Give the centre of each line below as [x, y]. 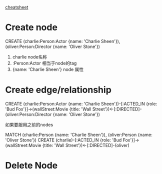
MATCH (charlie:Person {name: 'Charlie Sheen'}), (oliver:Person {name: [79, 134]
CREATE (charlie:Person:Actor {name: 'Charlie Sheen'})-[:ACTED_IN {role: [81, 103]
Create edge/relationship [58, 90]
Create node [31, 27]
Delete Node [31, 166]
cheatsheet [17, 7]
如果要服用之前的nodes [29, 124]
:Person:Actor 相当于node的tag [44, 63]
